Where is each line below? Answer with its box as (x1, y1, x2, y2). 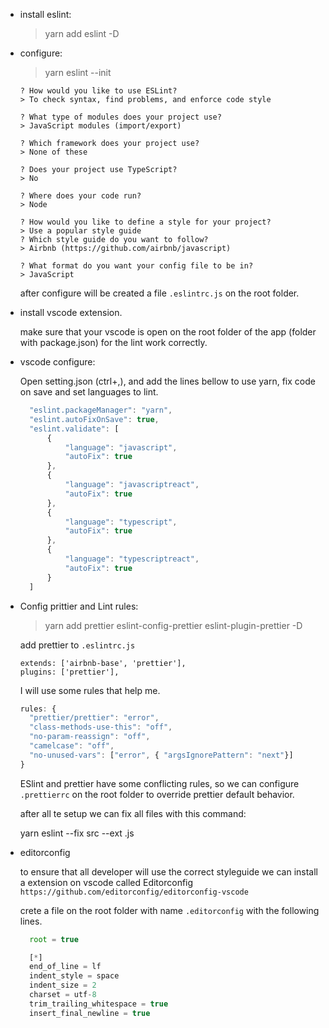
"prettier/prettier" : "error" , (29, 713, 160, 723)
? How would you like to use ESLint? (19, 86, 178, 96)
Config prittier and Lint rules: (19, 600, 139, 612)
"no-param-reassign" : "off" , (29, 732, 151, 742)
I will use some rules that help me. (19, 684, 161, 696)
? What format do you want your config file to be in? (19, 261, 254, 271)
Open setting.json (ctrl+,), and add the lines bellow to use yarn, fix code (19, 375, 316, 387)
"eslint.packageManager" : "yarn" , (29, 405, 173, 415)
